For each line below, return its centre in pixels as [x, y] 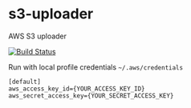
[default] [25, 82]
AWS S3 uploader [37, 36]
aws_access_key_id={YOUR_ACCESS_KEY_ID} [77, 89]
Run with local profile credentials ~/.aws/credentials [95, 67]
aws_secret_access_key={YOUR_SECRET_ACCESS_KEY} [91, 96]
